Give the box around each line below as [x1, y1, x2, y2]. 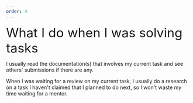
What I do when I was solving [6, 24, 183, 41]
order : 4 [6, 8, 27, 15]
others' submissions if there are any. [6, 66, 94, 73]
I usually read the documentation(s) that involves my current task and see [6, 60, 184, 67]
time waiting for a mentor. [6, 90, 68, 97]
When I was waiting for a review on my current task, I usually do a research [6, 77, 187, 84]
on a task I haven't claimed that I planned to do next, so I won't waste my [6, 84, 182, 91]
